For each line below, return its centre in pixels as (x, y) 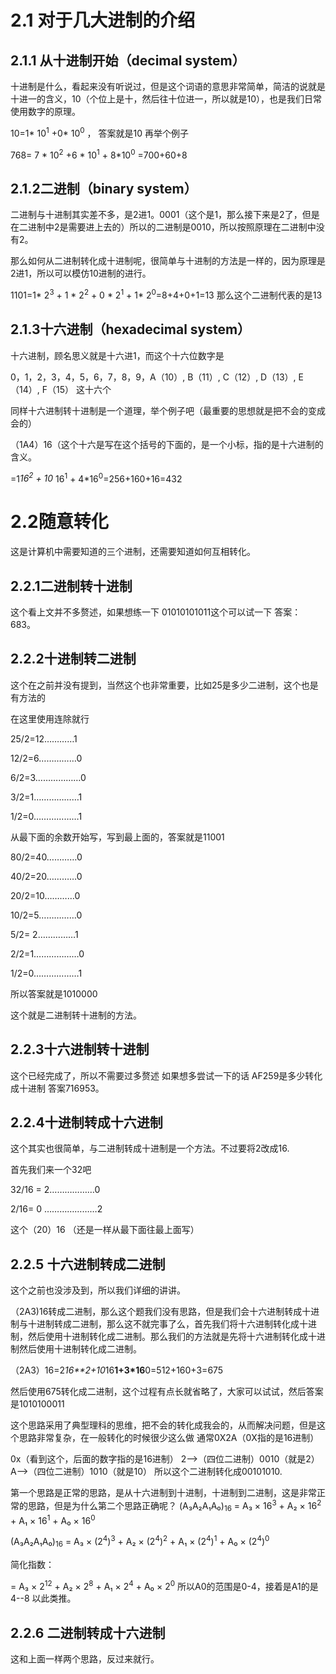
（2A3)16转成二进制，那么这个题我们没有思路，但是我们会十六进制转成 (156, 1312)
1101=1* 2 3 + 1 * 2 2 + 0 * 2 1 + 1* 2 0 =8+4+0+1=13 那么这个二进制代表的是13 (166, 294)
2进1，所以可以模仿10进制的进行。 (81, 273)
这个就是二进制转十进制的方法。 (76, 1015)
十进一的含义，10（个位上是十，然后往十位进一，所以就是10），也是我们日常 (166, 99)
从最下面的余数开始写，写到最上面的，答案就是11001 (117, 837)
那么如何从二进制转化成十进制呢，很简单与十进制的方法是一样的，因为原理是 (168, 261)
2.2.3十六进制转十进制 (80, 1049)
